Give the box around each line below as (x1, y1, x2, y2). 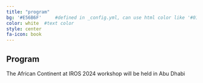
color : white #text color (6, 20, 74, 26)
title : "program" (6, 8, 50, 15)
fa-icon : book (6, 32, 42, 38)
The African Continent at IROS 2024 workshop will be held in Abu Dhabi (6, 70, 185, 77)
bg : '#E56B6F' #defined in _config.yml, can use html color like (6, 15, 185, 21)
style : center (6, 25, 42, 32)
